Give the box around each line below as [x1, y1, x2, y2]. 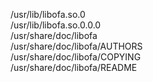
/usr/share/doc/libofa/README [10, 62, 138, 73]
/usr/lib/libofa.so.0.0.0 [10, 19, 102, 31]
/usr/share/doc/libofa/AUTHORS [10, 40, 143, 52]
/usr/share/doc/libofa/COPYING [10, 51, 142, 63]
